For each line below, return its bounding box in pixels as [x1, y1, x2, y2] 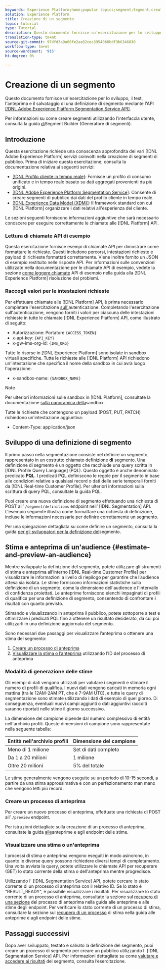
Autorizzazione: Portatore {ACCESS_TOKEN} [12, 329, 97, 335]
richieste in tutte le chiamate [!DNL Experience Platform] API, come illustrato [5, 315, 161, 321]
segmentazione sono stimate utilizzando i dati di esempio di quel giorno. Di [5, 695, 158, 701]
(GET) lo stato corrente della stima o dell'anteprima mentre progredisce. [5, 868, 152, 874]
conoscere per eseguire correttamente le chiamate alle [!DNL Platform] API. [5, 220, 159, 226]
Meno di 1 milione [7, 746, 49, 753]
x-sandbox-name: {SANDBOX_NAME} [12, 375, 81, 381]
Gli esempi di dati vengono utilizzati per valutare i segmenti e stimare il [5, 679, 149, 685]
